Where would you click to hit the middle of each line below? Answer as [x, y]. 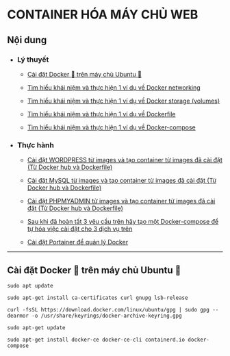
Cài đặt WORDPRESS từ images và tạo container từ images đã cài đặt [125, 160]
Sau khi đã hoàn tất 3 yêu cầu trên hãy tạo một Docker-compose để [123, 222]
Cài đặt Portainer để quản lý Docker [78, 242]
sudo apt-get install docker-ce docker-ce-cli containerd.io [96, 340]
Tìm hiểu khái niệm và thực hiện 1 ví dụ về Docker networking [114, 87]
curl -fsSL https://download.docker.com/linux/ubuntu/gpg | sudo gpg [108, 309]
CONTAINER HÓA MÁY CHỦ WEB [103, 15]
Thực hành [36, 145]
